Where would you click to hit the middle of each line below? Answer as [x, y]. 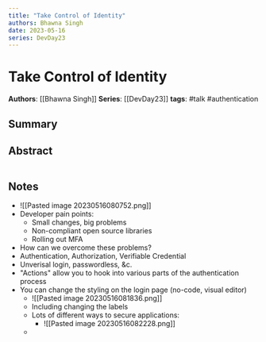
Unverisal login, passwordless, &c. [76, 265]
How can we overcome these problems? [86, 248]
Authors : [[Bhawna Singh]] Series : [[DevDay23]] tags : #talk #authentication [133, 99]
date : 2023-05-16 [37, 30]
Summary [33, 124]
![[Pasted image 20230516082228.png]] [110, 324]
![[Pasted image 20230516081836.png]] [97, 298]
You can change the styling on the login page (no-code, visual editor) [133, 290]
